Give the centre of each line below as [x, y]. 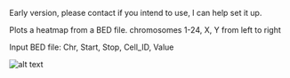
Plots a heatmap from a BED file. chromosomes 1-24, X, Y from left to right [145, 30]
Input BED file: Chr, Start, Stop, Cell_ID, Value [92, 47]
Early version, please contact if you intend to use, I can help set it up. [136, 13]
